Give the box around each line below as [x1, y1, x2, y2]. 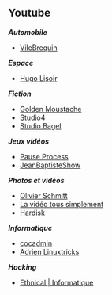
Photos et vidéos [8, 175, 65, 185]
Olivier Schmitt [19, 190, 68, 201]
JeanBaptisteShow [19, 160, 81, 170]
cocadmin [19, 238, 53, 248]
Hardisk [19, 208, 46, 217]
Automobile [8, 27, 47, 36]
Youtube [8, 6, 51, 20]
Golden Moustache [19, 104, 82, 113]
